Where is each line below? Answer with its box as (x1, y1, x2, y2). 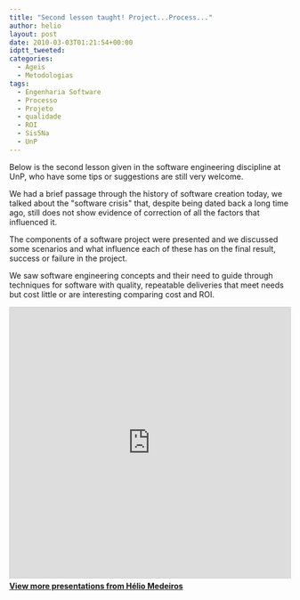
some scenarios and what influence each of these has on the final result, (9, 243, 276, 254)
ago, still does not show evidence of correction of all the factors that (9, 207, 260, 218)
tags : (9, 79, 29, 88)
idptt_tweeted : (9, 46, 66, 55)
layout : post (9, 29, 58, 38)
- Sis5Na (17, 129, 50, 138)
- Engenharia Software (17, 87, 101, 96)
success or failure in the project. (9, 253, 127, 264)
